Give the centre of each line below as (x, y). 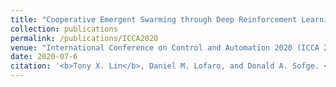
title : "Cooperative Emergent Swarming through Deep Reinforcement (154, 19)
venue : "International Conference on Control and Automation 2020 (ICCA (165, 47)
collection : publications (64, 29)
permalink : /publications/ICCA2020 (84, 38)
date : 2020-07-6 (44, 57)
